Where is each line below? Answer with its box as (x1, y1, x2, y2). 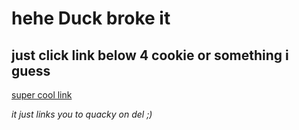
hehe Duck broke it (11, 7, 171, 30)
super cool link (11, 89, 73, 101)
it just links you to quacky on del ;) (11, 108, 153, 120)
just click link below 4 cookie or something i (11, 47, 289, 64)
